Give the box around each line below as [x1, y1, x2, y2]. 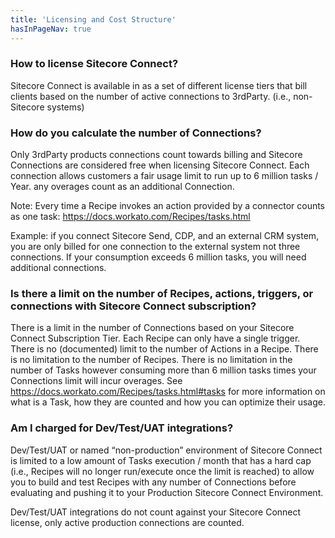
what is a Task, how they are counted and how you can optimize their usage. [10, 396, 326, 408]
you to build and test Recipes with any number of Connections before [10, 476, 297, 488]
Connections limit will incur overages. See [10, 375, 183, 387]
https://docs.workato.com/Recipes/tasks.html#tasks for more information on [10, 386, 326, 398]
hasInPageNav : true [10, 24, 92, 34]
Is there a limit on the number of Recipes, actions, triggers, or [10, 287, 314, 301]
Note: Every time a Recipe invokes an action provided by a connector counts [10, 200, 326, 212]
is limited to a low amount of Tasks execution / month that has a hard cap [10, 454, 312, 466]
